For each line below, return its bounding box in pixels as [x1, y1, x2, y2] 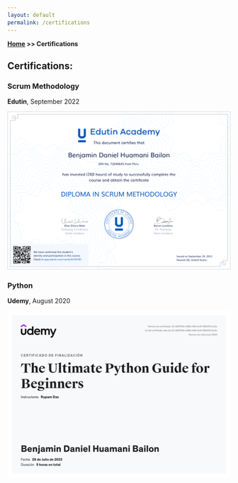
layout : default [7, 11, 55, 18]
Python [7, 281, 33, 291]
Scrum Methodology [7, 81, 80, 91]
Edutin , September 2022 [7, 97, 80, 106]
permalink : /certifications [7, 18, 91, 26]
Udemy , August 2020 [7, 297, 71, 305]
